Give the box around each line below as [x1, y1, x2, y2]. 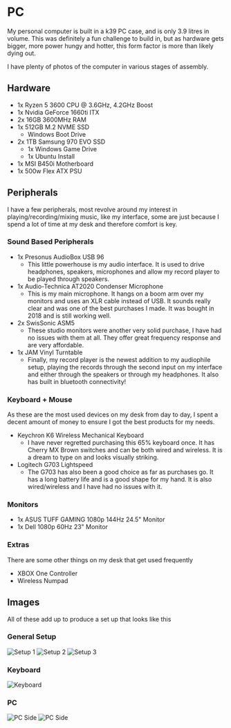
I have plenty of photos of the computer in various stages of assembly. [7, 62, 209, 70]
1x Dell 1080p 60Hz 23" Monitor [17, 523, 109, 531]
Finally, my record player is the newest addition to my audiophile [27, 355, 211, 363]
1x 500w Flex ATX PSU [17, 166, 82, 175]
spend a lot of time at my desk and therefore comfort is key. [7, 220, 178, 228]
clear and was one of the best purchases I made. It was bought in [27, 304, 214, 312]
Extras [7, 540, 30, 550]
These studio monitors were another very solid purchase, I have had [27, 326, 222, 334]
